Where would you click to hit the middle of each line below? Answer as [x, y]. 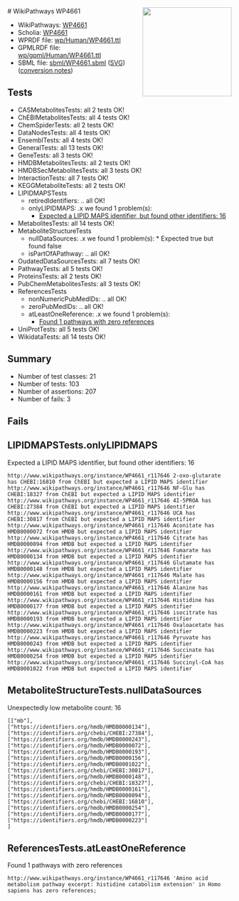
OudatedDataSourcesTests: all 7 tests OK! [79, 261]
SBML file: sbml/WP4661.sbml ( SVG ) [71, 63]
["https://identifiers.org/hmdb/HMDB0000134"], [79, 727]
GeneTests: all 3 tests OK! [55, 155]
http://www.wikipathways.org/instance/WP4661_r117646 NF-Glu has [106, 488]
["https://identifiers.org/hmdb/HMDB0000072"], [79, 745]
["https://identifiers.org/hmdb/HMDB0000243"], [79, 739]
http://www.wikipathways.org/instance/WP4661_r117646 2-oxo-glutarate [114, 475]
